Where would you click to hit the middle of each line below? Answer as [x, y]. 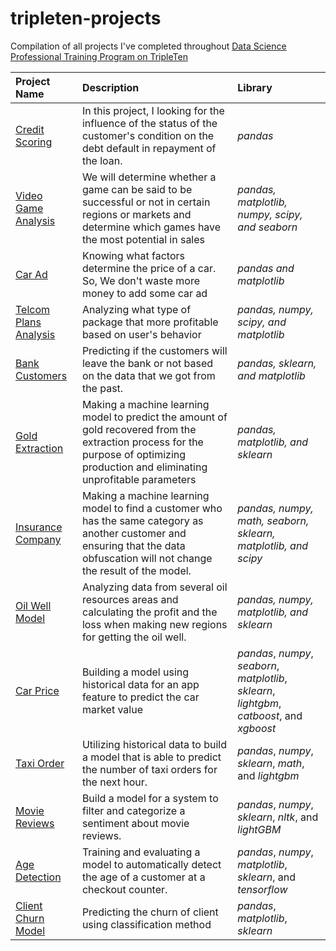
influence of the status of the [149, 123]
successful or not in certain [146, 202]
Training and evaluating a [141, 852]
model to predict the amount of [154, 417]
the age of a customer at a [143, 877]
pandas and [266, 268]
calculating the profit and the [149, 612]
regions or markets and [136, 214]
